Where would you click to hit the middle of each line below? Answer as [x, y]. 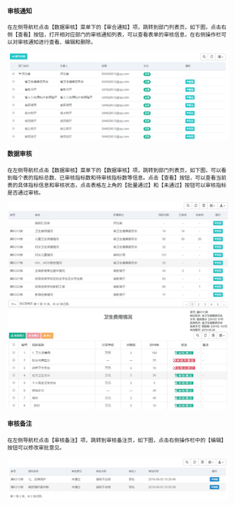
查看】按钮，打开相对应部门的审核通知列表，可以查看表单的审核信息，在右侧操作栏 [119, 35]
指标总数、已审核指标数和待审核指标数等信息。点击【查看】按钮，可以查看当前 [130, 178]
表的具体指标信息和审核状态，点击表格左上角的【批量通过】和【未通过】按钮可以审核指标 [117, 185]
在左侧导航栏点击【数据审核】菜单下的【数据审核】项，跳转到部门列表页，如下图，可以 [114, 170]
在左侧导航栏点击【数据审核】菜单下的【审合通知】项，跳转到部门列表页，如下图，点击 [114, 27]
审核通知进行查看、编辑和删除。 [57, 42]
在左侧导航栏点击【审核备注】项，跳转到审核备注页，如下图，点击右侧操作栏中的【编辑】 [117, 440]
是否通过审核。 [26, 192]
